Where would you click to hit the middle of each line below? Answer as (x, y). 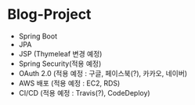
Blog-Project (49, 14)
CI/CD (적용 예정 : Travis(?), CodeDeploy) (84, 92)
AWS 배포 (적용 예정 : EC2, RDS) (69, 83)
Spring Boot (38, 36)
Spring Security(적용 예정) (60, 63)
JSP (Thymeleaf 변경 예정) (60, 53)
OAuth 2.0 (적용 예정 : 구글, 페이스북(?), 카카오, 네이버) (103, 73)
